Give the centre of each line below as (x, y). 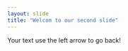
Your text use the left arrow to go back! (64, 40)
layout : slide (28, 14)
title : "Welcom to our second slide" (63, 20)
